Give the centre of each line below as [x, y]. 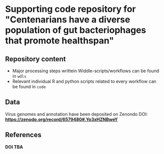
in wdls [19, 76]
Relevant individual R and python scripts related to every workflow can [84, 81]
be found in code [29, 87]
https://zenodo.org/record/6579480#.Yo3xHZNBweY [61, 119]
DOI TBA [14, 147]
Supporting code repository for [71, 9]
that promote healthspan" [59, 41]
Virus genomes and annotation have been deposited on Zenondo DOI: [76, 114]
